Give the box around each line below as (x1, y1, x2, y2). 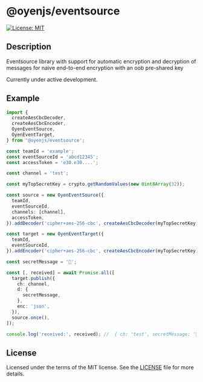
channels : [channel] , (11, 209, 66, 215)
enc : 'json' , (17, 304, 50, 310)
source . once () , (11, 314, 50, 320)
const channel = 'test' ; (6, 170, 69, 176)
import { (6, 109, 28, 115)
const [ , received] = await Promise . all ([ (6, 270, 115, 276)
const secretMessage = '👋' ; (6, 258, 77, 265)
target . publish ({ (11, 275, 56, 281)
